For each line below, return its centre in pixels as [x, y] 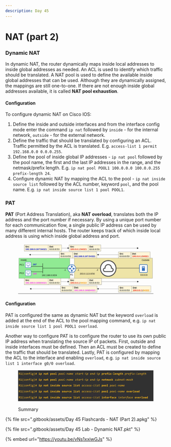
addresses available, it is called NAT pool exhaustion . [62, 91]
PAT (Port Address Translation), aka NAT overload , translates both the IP [82, 214]
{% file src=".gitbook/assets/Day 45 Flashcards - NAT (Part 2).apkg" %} [81, 419]
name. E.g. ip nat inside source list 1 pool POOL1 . [69, 190]
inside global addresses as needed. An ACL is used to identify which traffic [84, 70]
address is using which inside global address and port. [63, 236]
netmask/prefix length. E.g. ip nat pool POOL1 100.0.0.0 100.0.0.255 [86, 168]
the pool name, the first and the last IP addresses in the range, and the [87, 162]
